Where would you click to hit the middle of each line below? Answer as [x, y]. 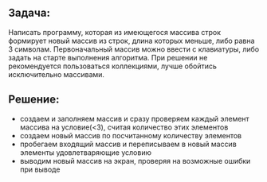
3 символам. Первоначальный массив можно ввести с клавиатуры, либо [134, 49]
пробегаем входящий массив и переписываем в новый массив [128, 144]
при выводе [40, 169]
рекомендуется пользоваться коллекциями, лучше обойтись [113, 66]
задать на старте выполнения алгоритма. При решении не [108, 57]
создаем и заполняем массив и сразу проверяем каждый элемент [134, 118]
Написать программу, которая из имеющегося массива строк [115, 32]
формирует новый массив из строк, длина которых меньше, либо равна [132, 41]
